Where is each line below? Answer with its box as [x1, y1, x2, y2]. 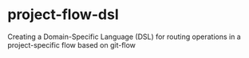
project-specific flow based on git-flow [7, 40, 136, 49]
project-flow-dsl [7, 6, 119, 24]
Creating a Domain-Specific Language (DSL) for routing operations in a [7, 32, 241, 41]
